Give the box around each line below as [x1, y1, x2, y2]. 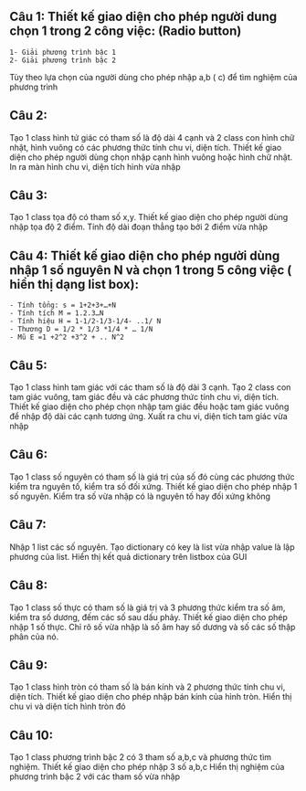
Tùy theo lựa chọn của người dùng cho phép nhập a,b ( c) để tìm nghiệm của [9, 71, 298, 82]
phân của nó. [9, 631, 59, 642]
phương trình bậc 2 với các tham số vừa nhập [9, 771, 181, 782]
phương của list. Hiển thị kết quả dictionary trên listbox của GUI [9, 551, 248, 562]
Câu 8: [9, 577, 48, 594]
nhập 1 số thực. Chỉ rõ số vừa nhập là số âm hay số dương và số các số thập [9, 621, 296, 632]
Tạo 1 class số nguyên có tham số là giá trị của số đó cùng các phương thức [9, 471, 295, 482]
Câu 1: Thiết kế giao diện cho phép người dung [9, 9, 277, 25]
